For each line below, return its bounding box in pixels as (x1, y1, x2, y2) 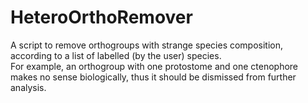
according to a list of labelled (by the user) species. (10, 49, 222, 61)
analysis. (10, 81, 47, 93)
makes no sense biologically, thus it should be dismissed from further (10, 71, 297, 83)
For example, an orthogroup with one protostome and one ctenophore (10, 60, 299, 72)
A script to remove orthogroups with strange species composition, (10, 39, 284, 51)
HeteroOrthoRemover (10, 6, 193, 29)
